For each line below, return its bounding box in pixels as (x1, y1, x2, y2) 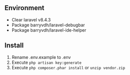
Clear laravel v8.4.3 (11, 17, 51, 22)
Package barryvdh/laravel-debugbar (11, 22, 85, 28)
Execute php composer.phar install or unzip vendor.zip (11, 64, 125, 70)
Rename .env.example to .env (11, 54, 71, 60)
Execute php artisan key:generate (11, 59, 82, 65)
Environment (4, 4, 45, 12)
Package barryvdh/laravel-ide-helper (11, 27, 86, 33)
